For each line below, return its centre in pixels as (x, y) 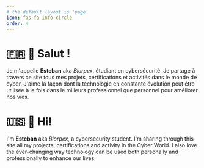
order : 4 (17, 23)
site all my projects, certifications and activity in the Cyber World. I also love (102, 145)
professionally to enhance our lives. (51, 158)
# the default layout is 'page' (47, 12)
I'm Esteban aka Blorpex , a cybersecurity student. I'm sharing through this (100, 139)
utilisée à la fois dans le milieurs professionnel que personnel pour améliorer (102, 90)
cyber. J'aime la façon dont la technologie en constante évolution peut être (100, 84)
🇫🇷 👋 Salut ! (38, 53)
